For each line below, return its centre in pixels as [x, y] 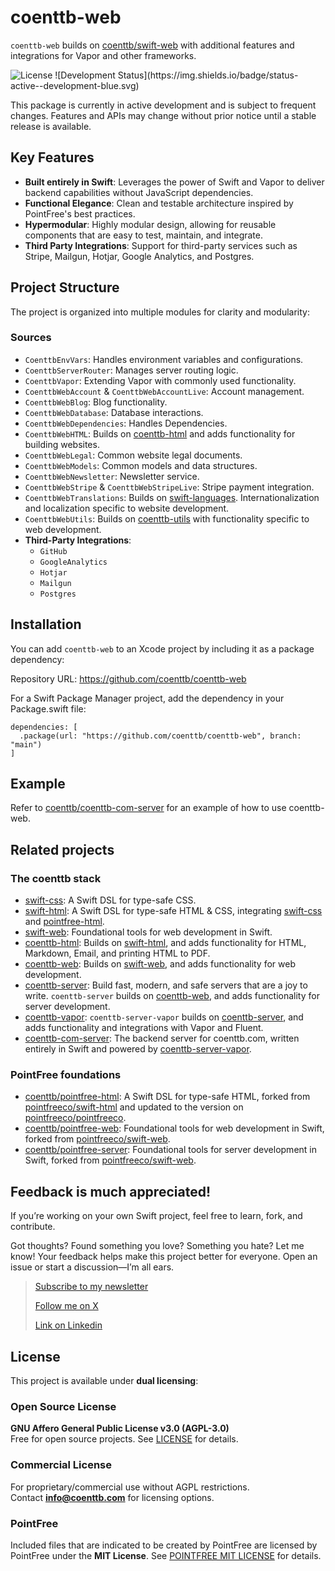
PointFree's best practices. [80, 213]
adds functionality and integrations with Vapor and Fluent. [144, 1028]
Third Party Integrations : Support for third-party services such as [161, 245]
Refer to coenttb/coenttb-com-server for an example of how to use [148, 808]
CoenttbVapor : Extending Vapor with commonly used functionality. [160, 380]
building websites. [62, 444]
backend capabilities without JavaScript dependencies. [139, 192]
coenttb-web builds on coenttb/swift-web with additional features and [152, 45]
